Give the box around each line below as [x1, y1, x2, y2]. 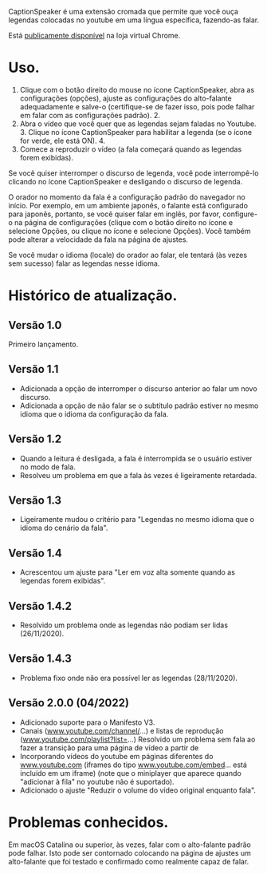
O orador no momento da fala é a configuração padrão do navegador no [8, 192, 245, 202]
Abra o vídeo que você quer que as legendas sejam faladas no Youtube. [19, 119, 257, 129]
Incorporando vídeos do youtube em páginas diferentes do [19, 751, 214, 761]
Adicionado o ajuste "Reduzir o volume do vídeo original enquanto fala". [19, 785, 257, 795]
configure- [222, 209, 257, 219]
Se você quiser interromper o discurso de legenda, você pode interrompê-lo [8, 168, 259, 178]
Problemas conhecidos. [8, 813, 169, 831]
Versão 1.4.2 [8, 599, 73, 613]
